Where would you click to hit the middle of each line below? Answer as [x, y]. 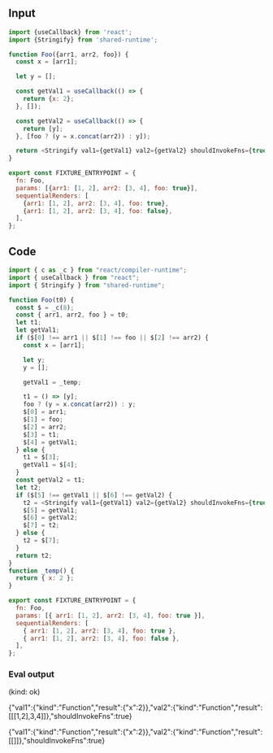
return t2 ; [34, 555]
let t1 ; [29, 323]
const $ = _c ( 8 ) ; [45, 307]
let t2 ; [29, 487]
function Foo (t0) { [41, 300]
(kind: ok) [24, 692]
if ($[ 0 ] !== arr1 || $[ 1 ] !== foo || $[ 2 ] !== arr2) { [112, 337]
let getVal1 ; [38, 330]
